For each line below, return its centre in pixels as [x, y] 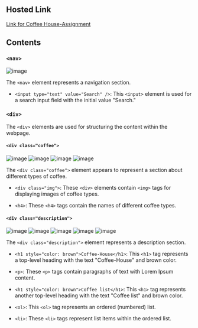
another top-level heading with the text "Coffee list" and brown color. [99, 295]
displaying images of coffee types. [57, 194]
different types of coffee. [36, 176]
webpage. [18, 133]
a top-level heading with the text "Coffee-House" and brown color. [96, 260]
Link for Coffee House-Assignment [48, 24]
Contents [24, 43]
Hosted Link [29, 10]
